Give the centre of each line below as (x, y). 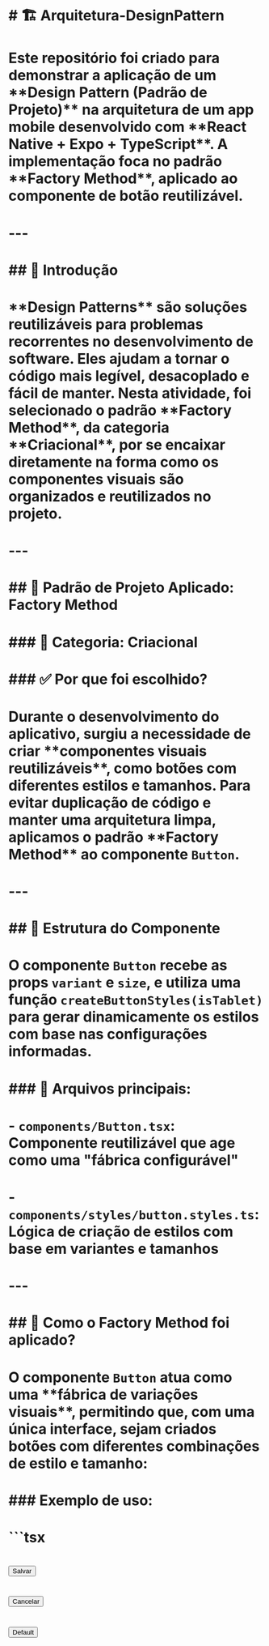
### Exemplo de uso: (81, 1500)
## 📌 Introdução (63, 270)
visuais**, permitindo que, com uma (132, 1411)
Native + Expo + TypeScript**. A (118, 145)
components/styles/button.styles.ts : (134, 1214)
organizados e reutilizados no (110, 496)
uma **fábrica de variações (103, 1394)
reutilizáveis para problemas (106, 324)
